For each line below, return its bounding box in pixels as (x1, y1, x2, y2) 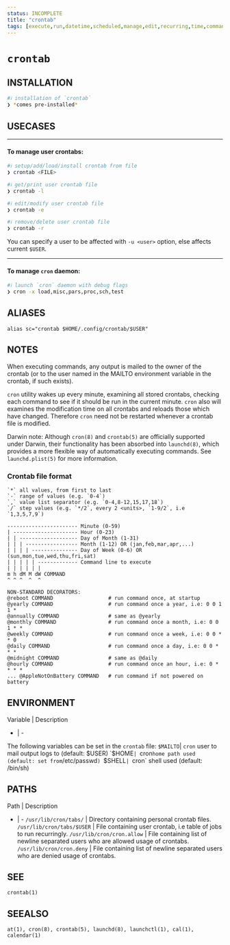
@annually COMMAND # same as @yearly (7, 613, 161, 620)
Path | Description (7, 802, 58, 810)
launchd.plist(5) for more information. (7, 454, 118, 462)
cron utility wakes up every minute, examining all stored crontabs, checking (7, 390, 220, 398)
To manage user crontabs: (7, 147, 84, 155)
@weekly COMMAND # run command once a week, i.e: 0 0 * (7, 631, 222, 638)
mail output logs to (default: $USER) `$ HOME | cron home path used (7, 749, 196, 757)
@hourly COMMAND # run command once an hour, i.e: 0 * (7, 661, 219, 668)
